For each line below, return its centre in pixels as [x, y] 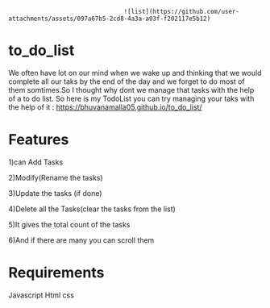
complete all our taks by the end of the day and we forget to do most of [127, 81]
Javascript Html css [42, 295]
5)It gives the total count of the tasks [69, 224]
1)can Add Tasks [36, 162]
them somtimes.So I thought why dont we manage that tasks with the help [131, 89]
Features [39, 140]
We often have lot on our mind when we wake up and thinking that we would [135, 73]
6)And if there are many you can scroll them [81, 240]
